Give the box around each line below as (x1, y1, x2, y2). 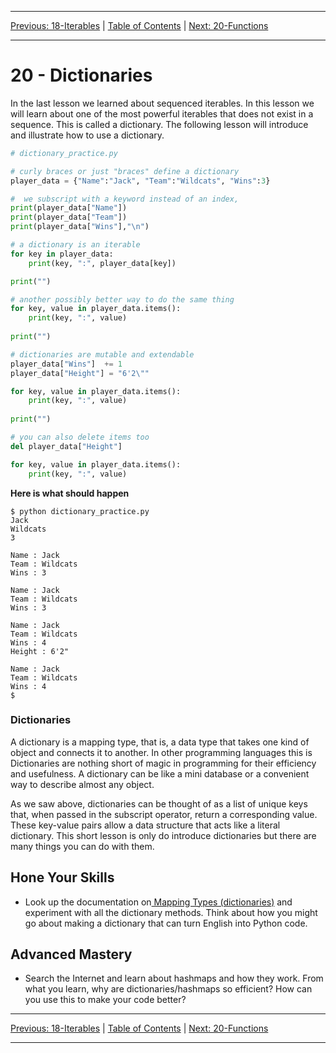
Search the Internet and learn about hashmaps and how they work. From (24, 972, 324, 985)
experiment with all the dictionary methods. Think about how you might (24, 906, 318, 918)
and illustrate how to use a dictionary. (10, 129, 165, 141)
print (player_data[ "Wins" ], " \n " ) (10, 222, 150, 232)
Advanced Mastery (10, 946, 133, 963)
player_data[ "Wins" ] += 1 (10, 359, 123, 369)
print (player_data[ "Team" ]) (10, 212, 128, 223)
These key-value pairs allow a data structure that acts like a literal (10, 819, 281, 831)
